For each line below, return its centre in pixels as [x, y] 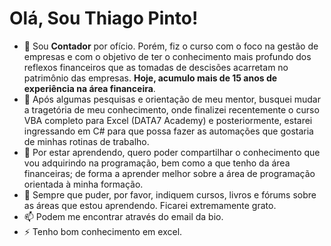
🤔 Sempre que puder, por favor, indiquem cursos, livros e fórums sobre [170, 194]
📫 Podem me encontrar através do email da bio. [123, 216]
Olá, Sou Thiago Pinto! [104, 18]
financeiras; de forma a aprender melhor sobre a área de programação [169, 173]
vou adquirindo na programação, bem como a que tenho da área [157, 163]
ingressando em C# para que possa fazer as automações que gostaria [168, 131]
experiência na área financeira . [89, 88]
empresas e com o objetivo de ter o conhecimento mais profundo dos [167, 56]
